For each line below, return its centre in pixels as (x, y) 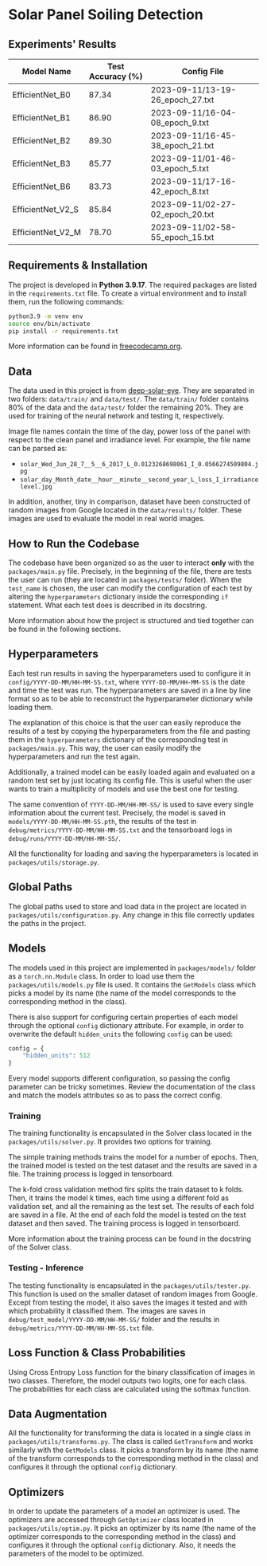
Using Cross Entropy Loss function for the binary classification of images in (132, 1372)
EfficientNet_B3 (42, 163)
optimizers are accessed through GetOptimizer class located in (111, 1520)
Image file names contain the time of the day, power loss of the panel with (129, 431)
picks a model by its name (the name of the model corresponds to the (122, 993)
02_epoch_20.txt (182, 214)
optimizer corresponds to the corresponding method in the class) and (122, 1537)
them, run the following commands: (66, 301)
